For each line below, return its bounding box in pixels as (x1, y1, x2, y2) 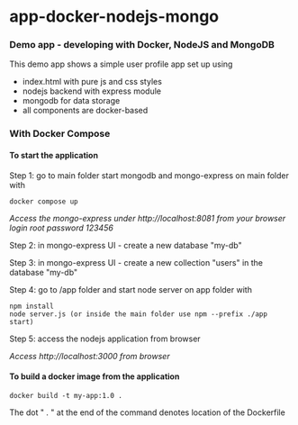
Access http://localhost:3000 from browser (9, 350, 170, 361)
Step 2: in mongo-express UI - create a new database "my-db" (9, 240, 242, 250)
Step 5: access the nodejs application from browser (9, 333, 201, 344)
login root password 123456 (9, 222, 114, 233)
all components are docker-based (22, 105, 149, 116)
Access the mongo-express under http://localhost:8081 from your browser (9, 212, 286, 223)
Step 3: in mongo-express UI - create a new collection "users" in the (9, 257, 264, 267)
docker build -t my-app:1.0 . (9, 391, 123, 400)
